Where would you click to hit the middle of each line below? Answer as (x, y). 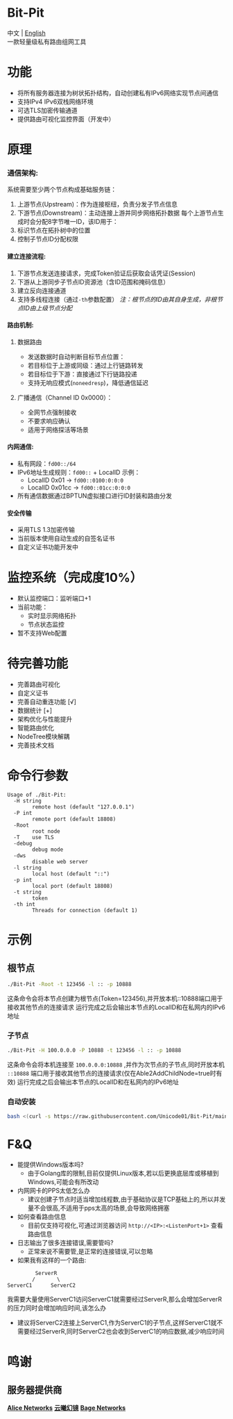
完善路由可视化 (38, 684)
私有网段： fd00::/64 (46, 463)
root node (46, 831)
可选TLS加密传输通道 (47, 110)
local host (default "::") (71, 874)
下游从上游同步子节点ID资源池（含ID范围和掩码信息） (93, 282)
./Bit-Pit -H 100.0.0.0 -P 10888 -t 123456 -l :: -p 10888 (94, 1051)
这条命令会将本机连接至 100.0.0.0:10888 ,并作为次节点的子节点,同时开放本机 (116, 1064)
